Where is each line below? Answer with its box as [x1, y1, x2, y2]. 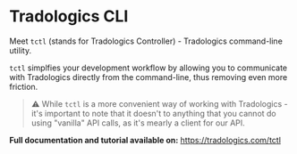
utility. [9, 45, 32, 55]
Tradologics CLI [9, 6, 129, 27]
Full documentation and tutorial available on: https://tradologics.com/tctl [9, 134, 282, 145]
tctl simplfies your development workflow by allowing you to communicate [9, 62, 288, 73]
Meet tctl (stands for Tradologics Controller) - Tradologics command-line [9, 36, 284, 46]
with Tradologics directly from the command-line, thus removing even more [9, 71, 288, 82]
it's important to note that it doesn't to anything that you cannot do [30, 108, 277, 118]
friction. [9, 81, 38, 92]
